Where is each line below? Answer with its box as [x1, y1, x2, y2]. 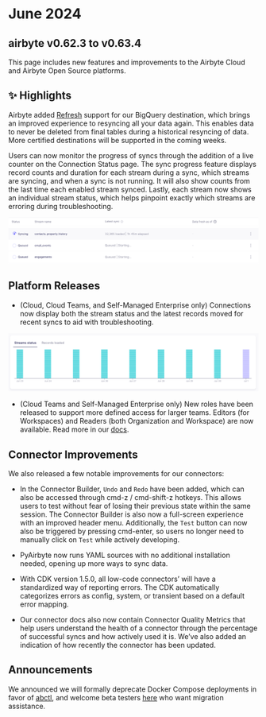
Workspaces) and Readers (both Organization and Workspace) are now [19, 417, 254, 426]
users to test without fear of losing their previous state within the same [19, 502, 252, 511]
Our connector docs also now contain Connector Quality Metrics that [19, 615, 246, 625]
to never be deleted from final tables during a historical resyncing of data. [8, 126, 249, 136]
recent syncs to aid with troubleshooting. [19, 317, 154, 327]
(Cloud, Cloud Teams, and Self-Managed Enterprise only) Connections [19, 300, 252, 310]
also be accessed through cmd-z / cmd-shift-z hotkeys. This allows [19, 493, 242, 502]
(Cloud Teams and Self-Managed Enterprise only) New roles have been [19, 399, 254, 409]
